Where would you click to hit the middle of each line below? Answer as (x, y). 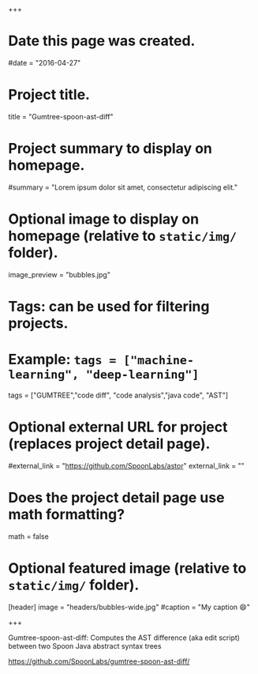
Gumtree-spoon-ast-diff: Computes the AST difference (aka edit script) (124, 638)
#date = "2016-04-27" (45, 62)
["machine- (159, 361)
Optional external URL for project (118, 427)
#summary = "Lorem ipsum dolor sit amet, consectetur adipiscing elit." (123, 187)
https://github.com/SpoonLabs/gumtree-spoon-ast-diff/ (99, 661)
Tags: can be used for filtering (109, 306)
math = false (28, 536)
